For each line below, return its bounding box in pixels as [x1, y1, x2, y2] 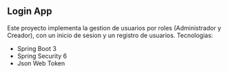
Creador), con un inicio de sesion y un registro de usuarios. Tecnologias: [7, 31, 214, 39]
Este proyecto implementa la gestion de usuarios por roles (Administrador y [7, 23, 222, 32]
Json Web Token [17, 59, 65, 67]
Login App [7, 6, 52, 17]
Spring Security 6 [17, 52, 68, 60]
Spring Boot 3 [17, 44, 57, 52]
